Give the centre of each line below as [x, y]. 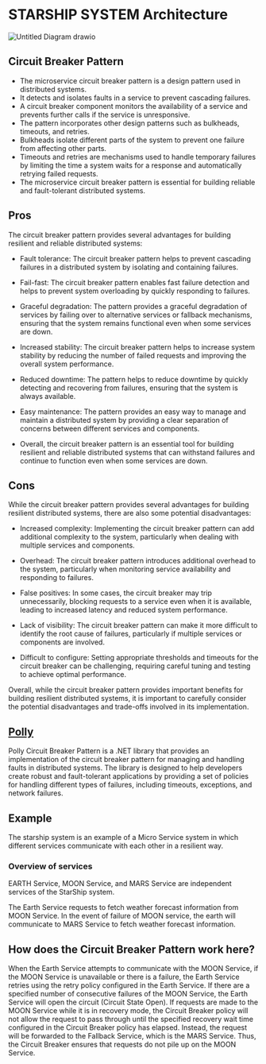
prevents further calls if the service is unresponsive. [105, 114]
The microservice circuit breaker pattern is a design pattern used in [130, 80]
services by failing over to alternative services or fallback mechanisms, [136, 315]
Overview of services [50, 866]
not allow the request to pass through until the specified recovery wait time [131, 1020]
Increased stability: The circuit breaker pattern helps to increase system [137, 346]
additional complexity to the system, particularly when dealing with [129, 537]
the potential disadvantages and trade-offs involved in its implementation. [129, 707]
